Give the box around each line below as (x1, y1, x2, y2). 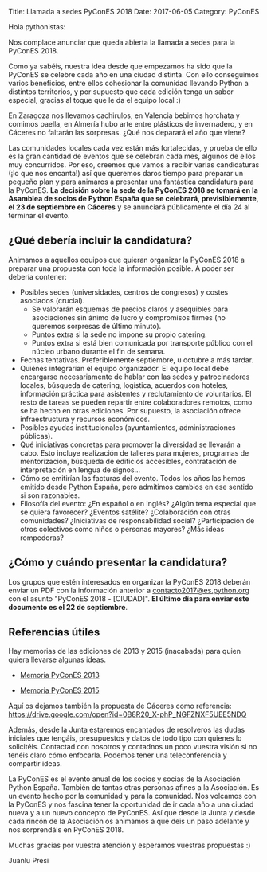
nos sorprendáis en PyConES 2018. (8, 825, 124, 835)
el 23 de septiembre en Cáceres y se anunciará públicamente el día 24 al (8, 202, 250, 212)
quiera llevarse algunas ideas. (8, 655, 106, 664)
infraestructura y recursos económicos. (19, 414, 150, 424)
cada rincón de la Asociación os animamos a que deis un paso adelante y (8, 816, 249, 827)
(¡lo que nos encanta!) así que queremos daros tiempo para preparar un (8, 169, 244, 178)
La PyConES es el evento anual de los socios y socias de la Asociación (8, 774, 241, 784)
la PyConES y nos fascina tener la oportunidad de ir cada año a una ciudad (8, 800, 254, 809)
